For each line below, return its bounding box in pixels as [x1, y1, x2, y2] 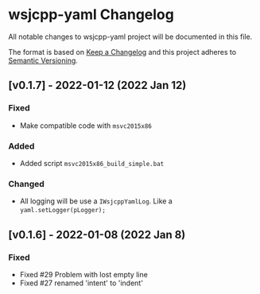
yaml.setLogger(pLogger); [19, 207, 106, 215]
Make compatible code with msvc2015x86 [19, 121, 153, 130]
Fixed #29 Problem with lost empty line [19, 269, 149, 279]
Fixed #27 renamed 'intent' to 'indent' [19, 278, 143, 288]
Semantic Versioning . [8, 56, 78, 65]
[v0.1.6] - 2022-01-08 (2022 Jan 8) [8, 228, 186, 242]
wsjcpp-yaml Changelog [8, 6, 175, 24]
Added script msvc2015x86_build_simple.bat [19, 158, 165, 168]
